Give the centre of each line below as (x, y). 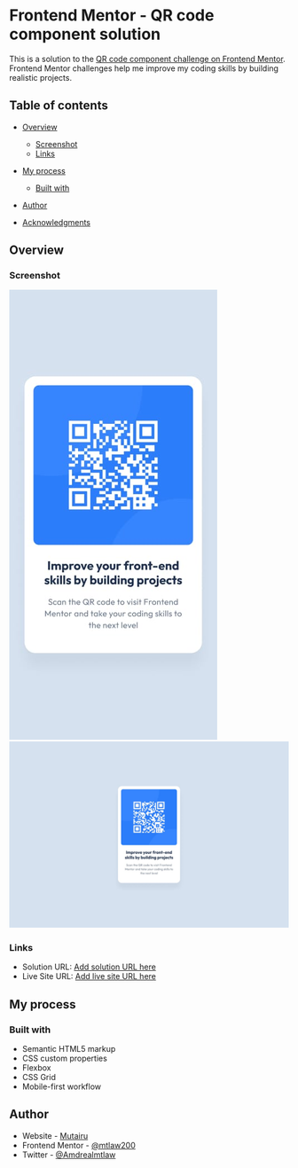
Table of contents (59, 106)
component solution (85, 34)
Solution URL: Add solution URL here (89, 967)
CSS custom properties (65, 1058)
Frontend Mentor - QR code (112, 16)
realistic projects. (41, 77)
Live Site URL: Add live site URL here (89, 976)
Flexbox (36, 1068)
